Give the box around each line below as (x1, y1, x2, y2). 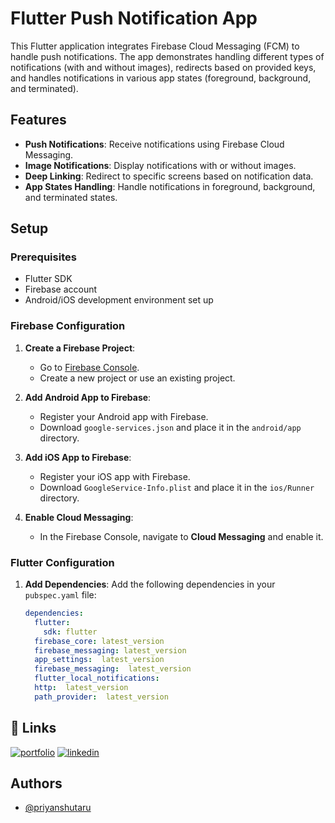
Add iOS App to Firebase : (24, 451, 132, 463)
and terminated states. (24, 191, 118, 203)
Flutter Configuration (10, 555, 115, 569)
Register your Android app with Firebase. (39, 410, 209, 422)
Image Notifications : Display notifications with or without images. (24, 159, 297, 171)
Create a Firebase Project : (24, 342, 136, 354)
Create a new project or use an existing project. (39, 372, 236, 384)
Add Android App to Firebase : (24, 391, 152, 403)
